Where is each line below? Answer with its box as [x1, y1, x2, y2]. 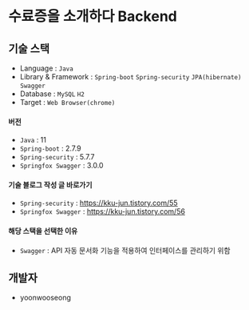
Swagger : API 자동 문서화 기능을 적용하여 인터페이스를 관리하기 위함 [19, 245, 231, 255]
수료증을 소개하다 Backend [8, 7, 177, 26]
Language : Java [19, 63, 73, 73]
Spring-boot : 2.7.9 [19, 143, 81, 153]
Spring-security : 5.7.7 [19, 152, 95, 162]
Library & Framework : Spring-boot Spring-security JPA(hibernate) [19, 72, 242, 81]
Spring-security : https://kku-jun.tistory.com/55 [19, 198, 178, 208]
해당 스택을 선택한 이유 [8, 226, 78, 236]
